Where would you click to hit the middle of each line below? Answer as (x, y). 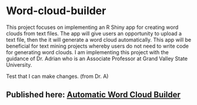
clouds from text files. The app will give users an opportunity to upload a (94, 33)
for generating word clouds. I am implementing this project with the (87, 52)
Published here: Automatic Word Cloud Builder (94, 95)
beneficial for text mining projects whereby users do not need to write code (98, 46)
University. (19, 65)
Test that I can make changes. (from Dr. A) (57, 76)
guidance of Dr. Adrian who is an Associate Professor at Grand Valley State (97, 58)
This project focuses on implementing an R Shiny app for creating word (92, 27)
